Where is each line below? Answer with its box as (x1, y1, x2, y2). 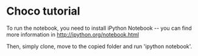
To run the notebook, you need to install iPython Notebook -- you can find (6, 24, 192, 32)
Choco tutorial (6, 4, 80, 18)
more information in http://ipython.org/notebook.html (6, 30, 139, 38)
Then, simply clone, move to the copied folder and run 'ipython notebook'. (6, 43, 193, 50)
